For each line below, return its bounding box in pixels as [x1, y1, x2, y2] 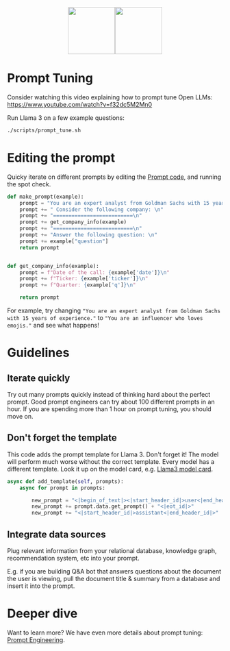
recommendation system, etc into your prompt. [7, 554, 140, 562]
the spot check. [7, 180, 51, 188]
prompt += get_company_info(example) [19, 219, 127, 225]
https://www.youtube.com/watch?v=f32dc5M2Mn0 [7, 100, 153, 108]
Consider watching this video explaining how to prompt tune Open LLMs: [7, 93, 213, 101]
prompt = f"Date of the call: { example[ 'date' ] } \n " [19, 269, 170, 276]
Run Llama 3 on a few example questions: [7, 113, 125, 122]
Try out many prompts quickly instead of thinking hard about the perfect [7, 391, 211, 398]
